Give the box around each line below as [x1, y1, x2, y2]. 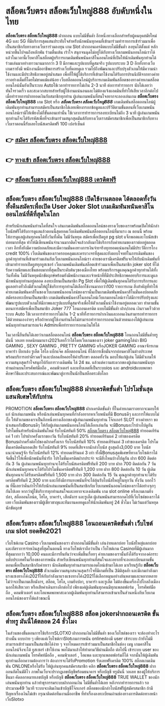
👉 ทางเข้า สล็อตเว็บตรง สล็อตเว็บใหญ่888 [5, 155, 111, 164]
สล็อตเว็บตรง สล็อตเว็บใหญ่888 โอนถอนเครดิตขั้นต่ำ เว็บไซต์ [5, 519, 153, 528]
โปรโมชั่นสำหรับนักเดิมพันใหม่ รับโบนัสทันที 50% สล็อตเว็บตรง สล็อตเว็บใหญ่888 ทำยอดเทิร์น [5, 427, 160, 434]
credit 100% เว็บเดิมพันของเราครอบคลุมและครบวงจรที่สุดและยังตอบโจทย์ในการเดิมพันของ [5, 250, 154, 256]
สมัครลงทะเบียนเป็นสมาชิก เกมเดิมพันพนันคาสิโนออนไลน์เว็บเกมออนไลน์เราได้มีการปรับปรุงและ [5, 294, 159, 300]
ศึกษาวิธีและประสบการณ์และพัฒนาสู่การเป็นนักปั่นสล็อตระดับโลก [5, 370, 108, 376]
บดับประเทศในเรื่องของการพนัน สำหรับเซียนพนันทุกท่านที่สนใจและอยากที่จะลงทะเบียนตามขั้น [5, 557, 154, 562]
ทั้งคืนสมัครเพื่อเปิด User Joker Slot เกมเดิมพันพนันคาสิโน [5, 202, 154, 211]
